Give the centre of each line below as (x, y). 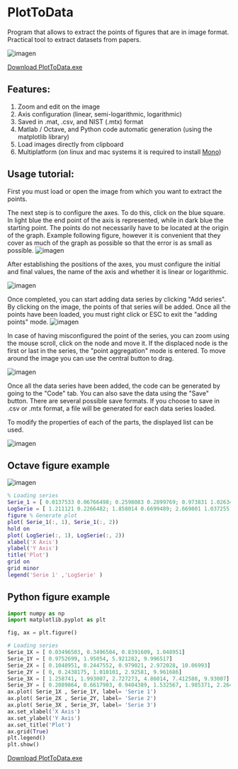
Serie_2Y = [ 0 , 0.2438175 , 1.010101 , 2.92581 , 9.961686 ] (95, 672)
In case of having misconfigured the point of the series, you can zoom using (119, 335)
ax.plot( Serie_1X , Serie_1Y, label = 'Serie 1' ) (82, 692)
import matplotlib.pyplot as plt (57, 620)
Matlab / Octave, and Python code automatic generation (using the (115, 129)
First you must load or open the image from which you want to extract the (115, 191)
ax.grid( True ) (28, 731)
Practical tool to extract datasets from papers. (74, 39)
